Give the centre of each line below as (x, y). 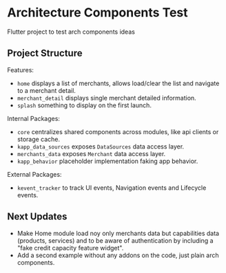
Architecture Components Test (97, 13)
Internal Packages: (34, 118)
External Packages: (34, 174)
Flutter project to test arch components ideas (71, 32)
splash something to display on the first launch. (84, 105)
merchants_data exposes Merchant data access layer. (91, 153)
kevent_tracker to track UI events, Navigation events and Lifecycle (112, 188)
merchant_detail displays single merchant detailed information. (106, 98)
